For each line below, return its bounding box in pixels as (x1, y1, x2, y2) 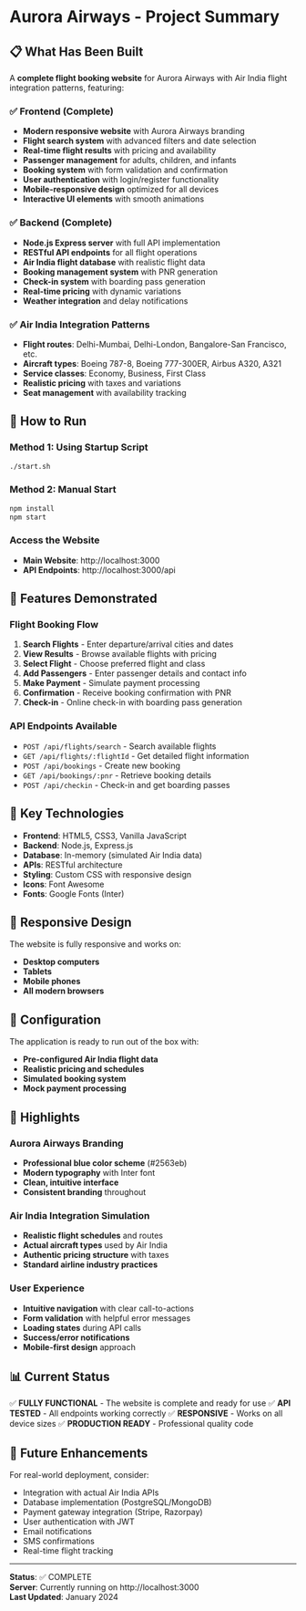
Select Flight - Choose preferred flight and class (22, 659, 206, 670)
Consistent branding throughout (22, 1186, 147, 1197)
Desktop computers (22, 956, 100, 968)
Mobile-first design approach (22, 1341, 137, 1352)
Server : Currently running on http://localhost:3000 (9, 1582, 199, 1593)
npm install (9, 504, 55, 513)
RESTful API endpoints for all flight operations (22, 246, 198, 257)
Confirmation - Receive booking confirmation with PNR (22, 687, 232, 699)
